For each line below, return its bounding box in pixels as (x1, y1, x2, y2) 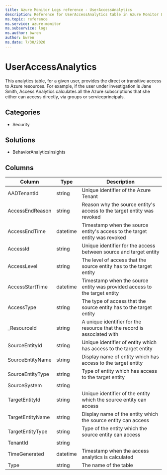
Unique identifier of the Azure (82, 187, 151, 194)
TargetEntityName (7, 414, 50, 421)
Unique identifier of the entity (82, 390, 151, 397)
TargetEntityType (7, 428, 48, 435)
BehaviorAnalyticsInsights (12, 149, 66, 155)
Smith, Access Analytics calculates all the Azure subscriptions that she (5, 88, 150, 94)
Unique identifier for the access (82, 242, 156, 249)
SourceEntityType (7, 371, 50, 378)
